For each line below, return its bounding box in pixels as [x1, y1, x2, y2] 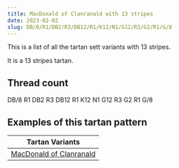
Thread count [7, 77, 69, 89]
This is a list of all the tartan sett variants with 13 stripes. [7, 43, 171, 52]
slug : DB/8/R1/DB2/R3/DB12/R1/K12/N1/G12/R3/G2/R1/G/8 [7, 23, 173, 30]
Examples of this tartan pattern [7, 116, 147, 128]
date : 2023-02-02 [7, 17, 59, 24]
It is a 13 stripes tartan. [7, 56, 74, 65]
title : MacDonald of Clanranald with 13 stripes [7, 10, 154, 18]
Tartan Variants [26, 137, 80, 147]
